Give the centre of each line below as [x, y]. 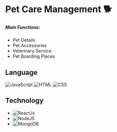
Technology [25, 101]
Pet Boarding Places [34, 57]
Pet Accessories [30, 45]
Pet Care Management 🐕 [59, 9]
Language [22, 72]
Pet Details [24, 40]
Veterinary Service [32, 51]
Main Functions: [23, 27]
